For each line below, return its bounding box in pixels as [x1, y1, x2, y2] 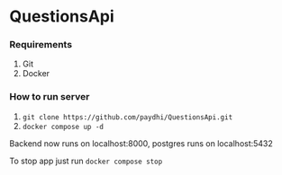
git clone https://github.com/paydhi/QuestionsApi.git [22, 112, 233, 122]
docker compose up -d [22, 122, 104, 131]
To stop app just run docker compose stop [9, 155, 163, 166]
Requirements [9, 39, 73, 51]
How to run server [9, 91, 90, 103]
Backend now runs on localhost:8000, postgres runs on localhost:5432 [9, 137, 273, 149]
